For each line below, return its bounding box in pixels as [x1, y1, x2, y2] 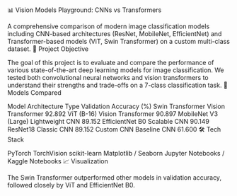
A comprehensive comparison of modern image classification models [7, 22, 210, 30]
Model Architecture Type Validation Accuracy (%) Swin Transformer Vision [7, 102, 225, 110]
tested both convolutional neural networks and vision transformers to [7, 74, 209, 81]
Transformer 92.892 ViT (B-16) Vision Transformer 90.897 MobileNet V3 [7, 110, 218, 118]
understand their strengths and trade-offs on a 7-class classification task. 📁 [7, 81, 228, 89]
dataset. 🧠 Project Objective [7, 45, 89, 53]
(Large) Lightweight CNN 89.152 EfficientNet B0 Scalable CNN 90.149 [7, 117, 210, 125]
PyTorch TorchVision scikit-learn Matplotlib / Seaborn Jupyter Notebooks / [7, 149, 225, 157]
